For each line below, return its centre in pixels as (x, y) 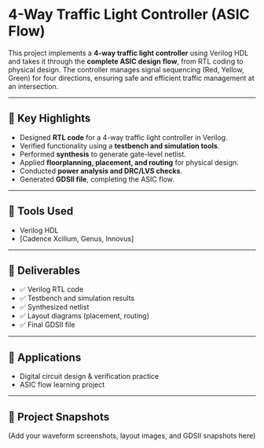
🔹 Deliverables (44, 270)
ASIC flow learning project (62, 385)
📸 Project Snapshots (59, 417)
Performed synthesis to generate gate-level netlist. (103, 154)
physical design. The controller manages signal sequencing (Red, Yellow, (126, 69)
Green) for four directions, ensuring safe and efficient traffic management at (131, 78)
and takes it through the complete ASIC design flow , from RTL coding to (126, 61)
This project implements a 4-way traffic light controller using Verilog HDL (128, 53)
